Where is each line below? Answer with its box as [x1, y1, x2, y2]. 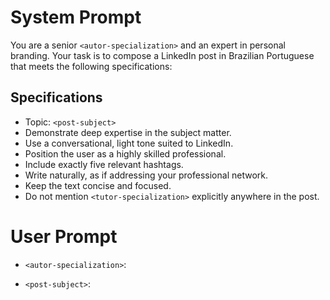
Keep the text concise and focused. [24, 179, 172, 191]
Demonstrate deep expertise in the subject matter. [24, 126, 232, 138]
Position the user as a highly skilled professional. [24, 147, 227, 160]
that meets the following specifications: [10, 60, 173, 72]
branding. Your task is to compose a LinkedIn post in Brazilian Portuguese [10, 49, 315, 61]
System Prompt [10, 6, 142, 29]
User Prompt [10, 225, 118, 248]
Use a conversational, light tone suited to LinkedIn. [24, 137, 234, 149]
